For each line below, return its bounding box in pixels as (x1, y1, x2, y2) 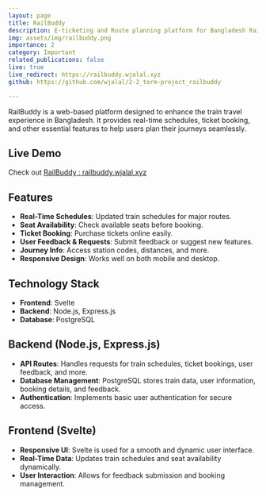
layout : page (8, 11, 51, 20)
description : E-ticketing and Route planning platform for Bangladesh (8, 26, 246, 34)
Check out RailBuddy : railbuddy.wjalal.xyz (8, 167, 147, 177)
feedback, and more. (19, 367, 89, 377)
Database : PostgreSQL (19, 314, 96, 324)
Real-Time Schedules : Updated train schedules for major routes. (19, 212, 232, 221)
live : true (8, 63, 44, 71)
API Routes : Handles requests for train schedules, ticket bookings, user (19, 359, 253, 368)
